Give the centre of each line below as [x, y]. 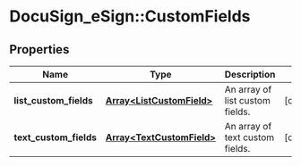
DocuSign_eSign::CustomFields [130, 17]
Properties [39, 50]
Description [250, 75]
